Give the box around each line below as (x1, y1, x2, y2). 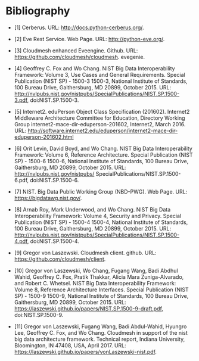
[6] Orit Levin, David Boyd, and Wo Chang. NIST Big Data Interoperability (14, 145, 193, 152)
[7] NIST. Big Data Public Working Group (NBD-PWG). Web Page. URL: (14, 188, 188, 195)
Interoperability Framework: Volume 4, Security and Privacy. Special (14, 212, 182, 219)
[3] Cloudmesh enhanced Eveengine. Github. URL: (14, 46, 138, 54)
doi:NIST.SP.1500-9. (14, 311, 64, 318)
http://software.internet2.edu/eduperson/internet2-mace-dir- (27, 127, 178, 134)
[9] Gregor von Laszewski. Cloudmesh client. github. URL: (14, 249, 157, 256)
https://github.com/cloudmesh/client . (14, 255, 106, 263)
